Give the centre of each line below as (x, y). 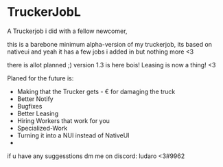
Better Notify (35, 99)
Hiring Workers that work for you (63, 120)
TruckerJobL (44, 12)
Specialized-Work (42, 128)
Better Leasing (38, 113)
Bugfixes (30, 106)
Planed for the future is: (40, 78)
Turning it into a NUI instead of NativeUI (73, 135)
